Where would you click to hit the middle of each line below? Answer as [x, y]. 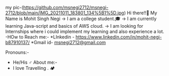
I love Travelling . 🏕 [34, 68]
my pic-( [14, 7]
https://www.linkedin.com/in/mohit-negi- [118, 37]
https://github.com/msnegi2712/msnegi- [66, 7]
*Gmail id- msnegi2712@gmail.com [68, 42]
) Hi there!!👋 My [141, 13]
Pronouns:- [17, 52]
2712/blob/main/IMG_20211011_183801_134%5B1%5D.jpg [65, 13]
